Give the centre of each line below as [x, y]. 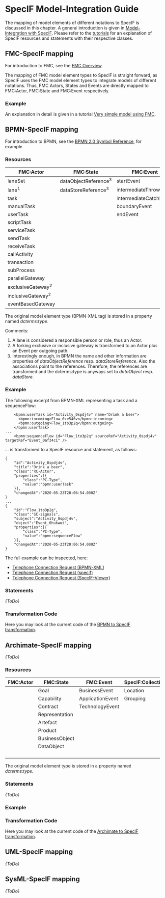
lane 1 [14, 190]
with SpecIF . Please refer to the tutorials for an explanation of [90, 33]
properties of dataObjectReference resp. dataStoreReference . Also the [84, 361]
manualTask [22, 206]
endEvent [128, 214]
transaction [21, 262]
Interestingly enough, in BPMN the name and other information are [79, 356]
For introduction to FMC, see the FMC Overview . [54, 65]
